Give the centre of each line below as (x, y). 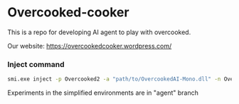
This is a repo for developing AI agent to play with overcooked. (99, 32)
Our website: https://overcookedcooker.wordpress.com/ (90, 46)
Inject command (36, 64)
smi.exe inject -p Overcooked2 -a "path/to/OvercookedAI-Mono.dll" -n (114, 79)
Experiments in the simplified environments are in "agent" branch (103, 93)
